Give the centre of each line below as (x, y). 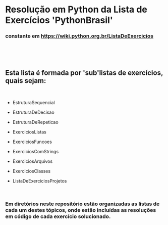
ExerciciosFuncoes (32, 142)
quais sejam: (26, 81)
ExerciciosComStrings (36, 152)
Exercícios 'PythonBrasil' (59, 20)
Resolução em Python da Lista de (76, 10)
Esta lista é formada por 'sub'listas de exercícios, (84, 73)
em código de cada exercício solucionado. (58, 216)
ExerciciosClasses (32, 171)
